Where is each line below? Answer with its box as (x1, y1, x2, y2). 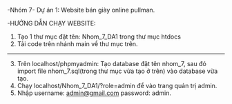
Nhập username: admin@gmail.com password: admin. (17, 89, 171, 97)
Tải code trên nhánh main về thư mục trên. (17, 40, 138, 48)
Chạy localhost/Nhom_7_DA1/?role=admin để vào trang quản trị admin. (17, 82, 217, 90)
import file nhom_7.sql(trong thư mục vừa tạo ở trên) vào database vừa (17, 67, 218, 75)
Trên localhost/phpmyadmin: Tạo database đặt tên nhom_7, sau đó (17, 60, 207, 67)
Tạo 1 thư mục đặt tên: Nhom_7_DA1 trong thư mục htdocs (17, 32, 182, 41)
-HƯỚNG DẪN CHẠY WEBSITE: (7, 19, 96, 27)
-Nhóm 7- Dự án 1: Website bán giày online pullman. (7, 6, 155, 14)
